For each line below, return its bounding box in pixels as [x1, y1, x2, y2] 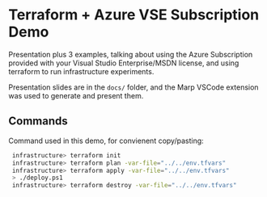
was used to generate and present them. [8, 90, 144, 100]
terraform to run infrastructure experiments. [8, 66, 155, 76]
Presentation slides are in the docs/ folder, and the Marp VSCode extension [8, 82, 259, 92]
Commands [8, 115, 69, 128]
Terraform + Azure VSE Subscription [8, 6, 260, 24]
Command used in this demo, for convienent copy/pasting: [8, 136, 204, 145]
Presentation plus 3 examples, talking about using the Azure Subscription [8, 49, 253, 59]
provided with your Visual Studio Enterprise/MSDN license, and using [8, 58, 239, 68]
